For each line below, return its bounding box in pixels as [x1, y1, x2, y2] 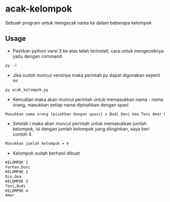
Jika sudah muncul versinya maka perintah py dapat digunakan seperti [12, 72, 160, 78]
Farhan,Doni [5, 165, 30, 170]
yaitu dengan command [12, 53, 62, 59]
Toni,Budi [5, 183, 26, 188]
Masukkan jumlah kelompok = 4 [5, 141, 69, 146]
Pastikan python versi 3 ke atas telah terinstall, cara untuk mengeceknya [12, 47, 164, 54]
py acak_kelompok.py [5, 87, 49, 92]
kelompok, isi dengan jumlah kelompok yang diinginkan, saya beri [12, 126, 150, 132]
